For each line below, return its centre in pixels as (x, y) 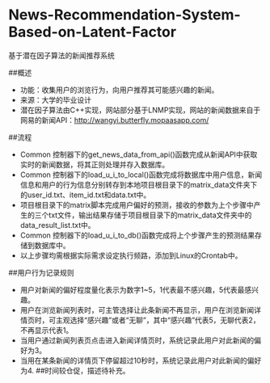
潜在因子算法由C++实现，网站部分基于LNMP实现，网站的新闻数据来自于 (140, 110)
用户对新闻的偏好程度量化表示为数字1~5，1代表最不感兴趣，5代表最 (132, 289)
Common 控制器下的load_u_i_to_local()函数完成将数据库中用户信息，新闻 (141, 175)
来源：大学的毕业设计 (55, 99)
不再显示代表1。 (46, 330)
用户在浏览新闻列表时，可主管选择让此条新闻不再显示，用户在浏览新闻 (137, 309)
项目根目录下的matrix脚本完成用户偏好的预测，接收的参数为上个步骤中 (137, 204)
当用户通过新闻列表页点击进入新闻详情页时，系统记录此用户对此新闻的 (137, 340)
